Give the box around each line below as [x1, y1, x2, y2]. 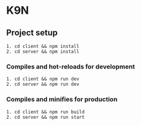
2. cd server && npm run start [6, 114, 85, 120]
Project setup [6, 28, 58, 38]
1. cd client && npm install [6, 43, 80, 49]
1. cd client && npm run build [6, 109, 85, 115]
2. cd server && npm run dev [6, 82, 80, 88]
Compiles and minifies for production [6, 95, 117, 104]
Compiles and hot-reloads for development [6, 62, 136, 71]
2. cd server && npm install [6, 49, 80, 55]
